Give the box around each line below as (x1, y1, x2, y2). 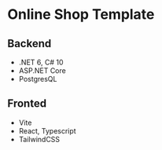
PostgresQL (18, 75, 57, 83)
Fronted (7, 97, 47, 111)
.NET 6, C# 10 (18, 57, 64, 67)
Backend (7, 37, 52, 50)
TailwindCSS (18, 134, 61, 144)
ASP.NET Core (18, 66, 66, 75)
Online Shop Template (7, 5, 155, 24)
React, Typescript (18, 126, 76, 135)
